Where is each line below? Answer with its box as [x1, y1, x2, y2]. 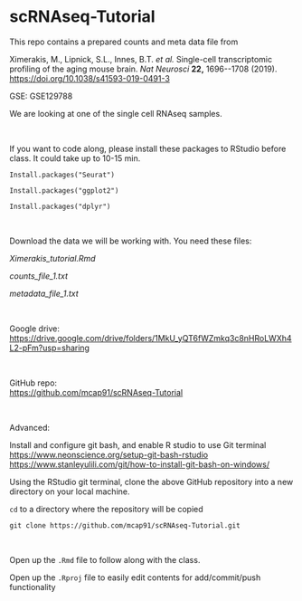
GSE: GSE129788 [9, 91, 73, 101]
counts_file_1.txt [9, 270, 68, 281]
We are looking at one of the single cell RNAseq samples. [9, 108, 223, 119]
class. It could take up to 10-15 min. [9, 152, 141, 164]
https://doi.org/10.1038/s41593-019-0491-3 [9, 72, 170, 83]
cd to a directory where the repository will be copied [9, 503, 203, 514]
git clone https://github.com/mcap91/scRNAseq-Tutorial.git [9, 520, 241, 530]
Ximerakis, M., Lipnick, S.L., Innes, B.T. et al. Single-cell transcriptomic [9, 53, 273, 64]
